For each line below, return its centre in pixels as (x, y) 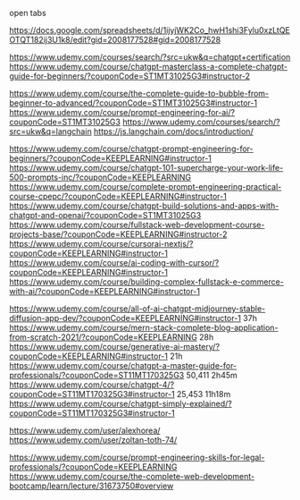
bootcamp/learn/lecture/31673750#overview (92, 486)
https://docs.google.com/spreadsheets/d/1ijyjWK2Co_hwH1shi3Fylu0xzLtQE (150, 30)
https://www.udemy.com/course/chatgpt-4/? (92, 385)
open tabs (28, 13)
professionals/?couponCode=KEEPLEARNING (93, 467)
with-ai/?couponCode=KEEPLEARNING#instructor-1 (105, 291)
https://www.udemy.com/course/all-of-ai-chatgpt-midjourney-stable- (137, 309)
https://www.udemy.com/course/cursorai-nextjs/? (101, 244)
